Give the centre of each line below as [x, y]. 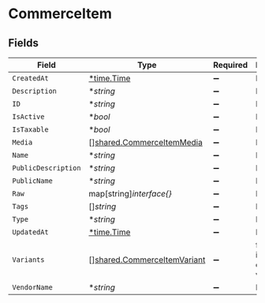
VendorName [32, 288]
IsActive [28, 116]
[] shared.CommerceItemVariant [147, 260]
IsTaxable [30, 130]
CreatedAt [30, 79]
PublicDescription [47, 168]
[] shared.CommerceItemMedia [146, 142]
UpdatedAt [30, 232]
